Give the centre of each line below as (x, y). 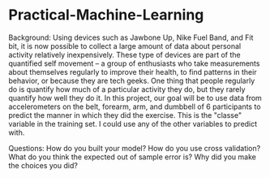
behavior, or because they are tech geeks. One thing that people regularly (132, 80)
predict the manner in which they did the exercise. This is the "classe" (125, 115)
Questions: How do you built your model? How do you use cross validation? (135, 148)
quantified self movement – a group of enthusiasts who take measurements (134, 63)
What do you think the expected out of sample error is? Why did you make (133, 157)
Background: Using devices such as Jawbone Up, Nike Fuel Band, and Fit (131, 37)
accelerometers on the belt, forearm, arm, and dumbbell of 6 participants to (135, 106)
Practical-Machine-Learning (106, 15)
